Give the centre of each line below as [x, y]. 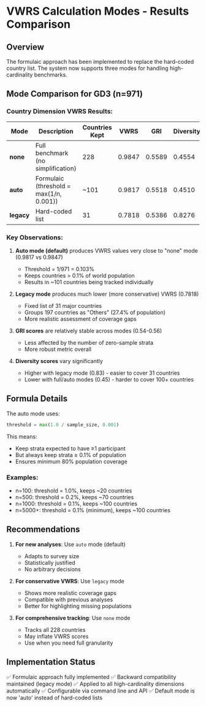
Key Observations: [35, 237]
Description [56, 131]
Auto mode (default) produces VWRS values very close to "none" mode [106, 250]
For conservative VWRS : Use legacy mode [70, 581]
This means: [22, 436]
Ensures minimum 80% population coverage [71, 461]
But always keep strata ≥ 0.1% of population [71, 455]
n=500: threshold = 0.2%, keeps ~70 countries [74, 497]
